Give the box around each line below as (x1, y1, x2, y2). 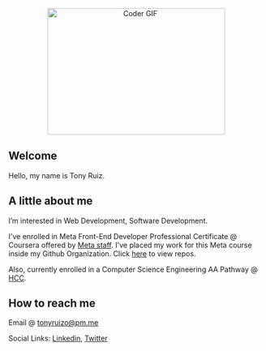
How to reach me (8, 297, 96, 310)
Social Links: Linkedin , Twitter (8, 333, 108, 344)
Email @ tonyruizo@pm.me (8, 318, 99, 327)
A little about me (8, 195, 93, 208)
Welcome (8, 149, 58, 163)
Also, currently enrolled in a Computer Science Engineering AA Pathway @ (8, 264, 258, 274)
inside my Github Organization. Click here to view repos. (8, 248, 196, 259)
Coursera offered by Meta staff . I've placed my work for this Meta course (8, 240, 253, 250)
